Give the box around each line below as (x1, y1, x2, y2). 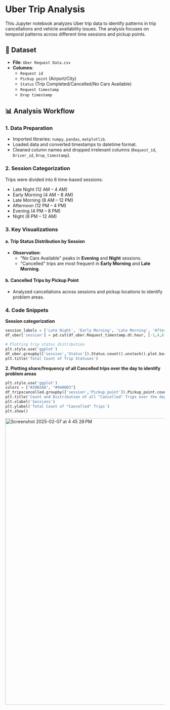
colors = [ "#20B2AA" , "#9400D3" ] (5, 385, 76, 390)
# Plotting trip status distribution (5, 342, 85, 347)
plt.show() (5, 408, 28, 414)
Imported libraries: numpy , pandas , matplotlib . (12, 136, 106, 142)
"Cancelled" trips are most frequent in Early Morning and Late (20, 260, 151, 267)
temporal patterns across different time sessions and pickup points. (5, 31, 146, 37)
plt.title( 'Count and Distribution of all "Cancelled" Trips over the (5, 394, 157, 400)
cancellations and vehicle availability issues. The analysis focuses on (5, 25, 149, 31)
